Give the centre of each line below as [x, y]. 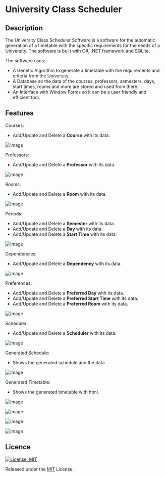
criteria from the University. [41, 76]
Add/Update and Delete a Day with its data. [58, 229]
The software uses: [25, 61]
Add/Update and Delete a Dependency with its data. [67, 264]
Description [24, 28]
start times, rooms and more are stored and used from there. [75, 86]
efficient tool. [26, 97]
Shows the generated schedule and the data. [59, 362]
